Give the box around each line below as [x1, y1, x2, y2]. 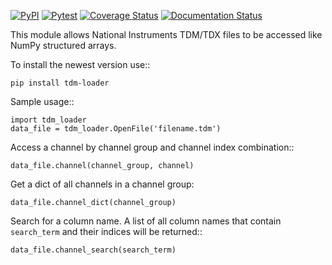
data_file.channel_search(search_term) [10, 245, 177, 255]
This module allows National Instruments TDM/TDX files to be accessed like [10, 29, 323, 40]
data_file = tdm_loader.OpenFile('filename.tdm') [10, 124, 222, 134]
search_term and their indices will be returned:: [10, 226, 203, 237]
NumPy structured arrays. [10, 40, 117, 51]
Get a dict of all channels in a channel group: [10, 178, 195, 190]
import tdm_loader [10, 115, 87, 125]
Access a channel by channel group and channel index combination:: [10, 141, 295, 153]
